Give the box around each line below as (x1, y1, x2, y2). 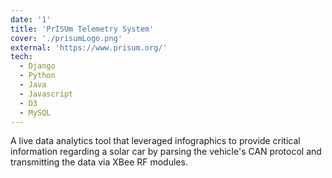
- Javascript (19, 89, 74, 99)
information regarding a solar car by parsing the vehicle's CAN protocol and (10, 146, 322, 158)
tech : (10, 52, 33, 62)
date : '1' (10, 14, 52, 25)
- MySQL (19, 107, 52, 118)
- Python (19, 71, 56, 81)
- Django (19, 61, 56, 71)
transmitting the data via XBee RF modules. (10, 156, 188, 168)
